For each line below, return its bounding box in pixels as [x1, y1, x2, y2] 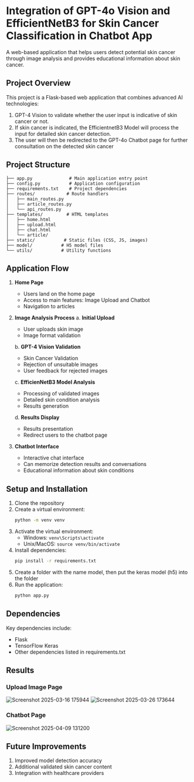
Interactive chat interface [23, 454, 84, 461]
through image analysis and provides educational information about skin [6, 55, 181, 62]
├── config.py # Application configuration [6, 181, 141, 187]
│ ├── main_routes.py [6, 196, 64, 202]
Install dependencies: [14, 547, 67, 554]
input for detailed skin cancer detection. [14, 130, 111, 137]
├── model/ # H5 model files [6, 242, 104, 248]
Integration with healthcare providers [14, 770, 104, 777]
